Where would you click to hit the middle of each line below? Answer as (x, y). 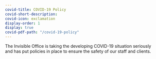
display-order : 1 (23, 23)
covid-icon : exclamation (30, 19)
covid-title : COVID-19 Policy (36, 10)
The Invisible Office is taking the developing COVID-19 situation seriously (78, 46)
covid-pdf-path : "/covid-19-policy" (42, 32)
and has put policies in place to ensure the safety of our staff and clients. (78, 51)
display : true (19, 28)
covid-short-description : (31, 14)
